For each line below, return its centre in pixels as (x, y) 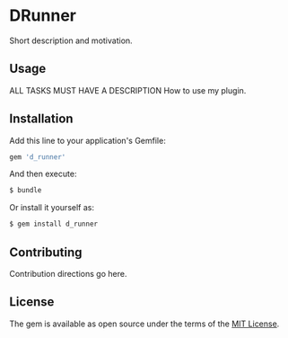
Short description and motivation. (71, 40)
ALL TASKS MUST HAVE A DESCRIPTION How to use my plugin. (128, 90)
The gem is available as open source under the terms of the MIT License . (144, 324)
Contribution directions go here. (68, 274)
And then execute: (43, 174)
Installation (41, 119)
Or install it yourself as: (52, 208)
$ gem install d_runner (54, 224)
